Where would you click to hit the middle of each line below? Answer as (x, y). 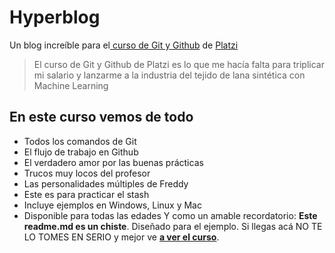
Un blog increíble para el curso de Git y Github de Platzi (124, 45)
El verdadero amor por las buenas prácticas (113, 162)
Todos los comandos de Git (80, 141)
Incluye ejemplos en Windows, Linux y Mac (112, 205)
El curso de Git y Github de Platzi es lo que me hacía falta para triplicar (179, 64)
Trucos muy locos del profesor (87, 173)
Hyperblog (55, 17)
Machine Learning (71, 85)
